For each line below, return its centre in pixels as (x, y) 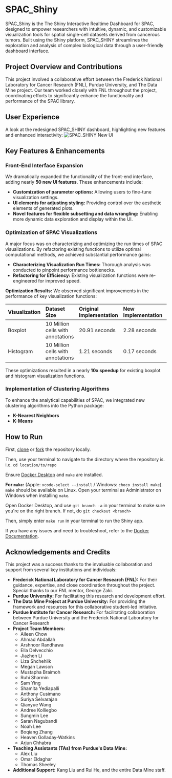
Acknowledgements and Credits (58, 552)
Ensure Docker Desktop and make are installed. (54, 474)
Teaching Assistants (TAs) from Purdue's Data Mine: (70, 748)
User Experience (33, 117)
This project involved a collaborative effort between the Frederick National (84, 79)
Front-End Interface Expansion (44, 165)
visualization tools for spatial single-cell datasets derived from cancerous (83, 34)
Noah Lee (30, 727)
